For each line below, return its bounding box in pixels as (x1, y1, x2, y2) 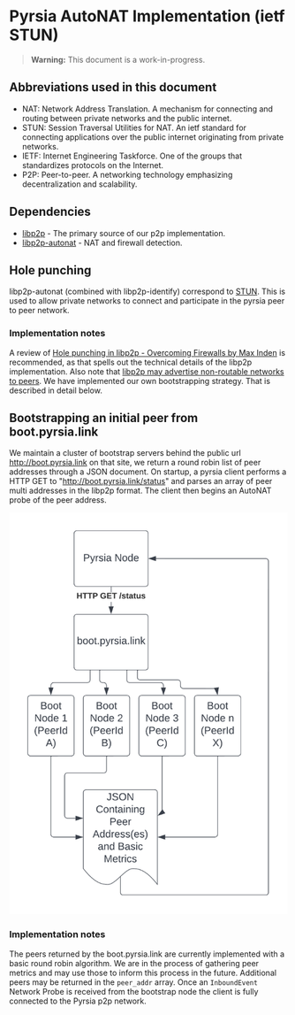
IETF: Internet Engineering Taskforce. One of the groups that (21, 150, 243, 161)
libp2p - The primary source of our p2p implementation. (21, 227, 226, 238)
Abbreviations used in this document (9, 80, 217, 95)
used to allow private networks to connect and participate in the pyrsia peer (9, 296, 285, 306)
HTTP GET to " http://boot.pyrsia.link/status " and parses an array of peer (9, 476, 273, 487)
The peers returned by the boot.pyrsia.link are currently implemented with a (9, 949, 285, 959)
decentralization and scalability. (21, 179, 138, 189)
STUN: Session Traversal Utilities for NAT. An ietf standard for (21, 122, 247, 133)
